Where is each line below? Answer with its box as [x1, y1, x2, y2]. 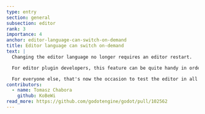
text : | [6, 49, 26, 55]
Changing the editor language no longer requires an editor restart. [12, 54, 192, 60]
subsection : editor [6, 20, 56, 26]
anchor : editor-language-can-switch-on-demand [6, 37, 127, 43]
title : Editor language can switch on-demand [6, 43, 124, 49]
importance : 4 [6, 32, 43, 38]
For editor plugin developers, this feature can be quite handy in [12, 65, 187, 71]
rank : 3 [6, 25, 26, 32]
